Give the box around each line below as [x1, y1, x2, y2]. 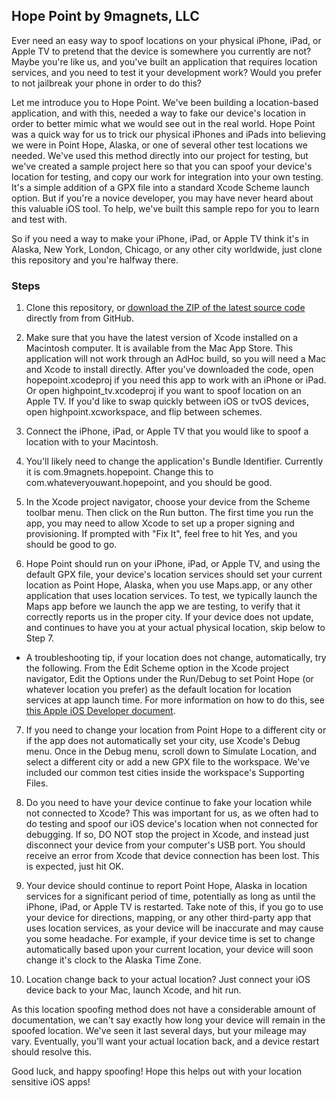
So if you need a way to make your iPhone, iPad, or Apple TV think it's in [11, 232, 309, 244]
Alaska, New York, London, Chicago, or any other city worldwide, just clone [11, 243, 323, 255]
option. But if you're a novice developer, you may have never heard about [11, 192, 314, 204]
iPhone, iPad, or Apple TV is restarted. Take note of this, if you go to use [25, 901, 324, 913]
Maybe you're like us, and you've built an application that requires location [11, 55, 318, 68]
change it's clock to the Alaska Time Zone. [25, 954, 202, 966]
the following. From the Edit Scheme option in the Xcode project [25, 662, 290, 674]
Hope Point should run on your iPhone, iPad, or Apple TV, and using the [25, 558, 321, 570]
